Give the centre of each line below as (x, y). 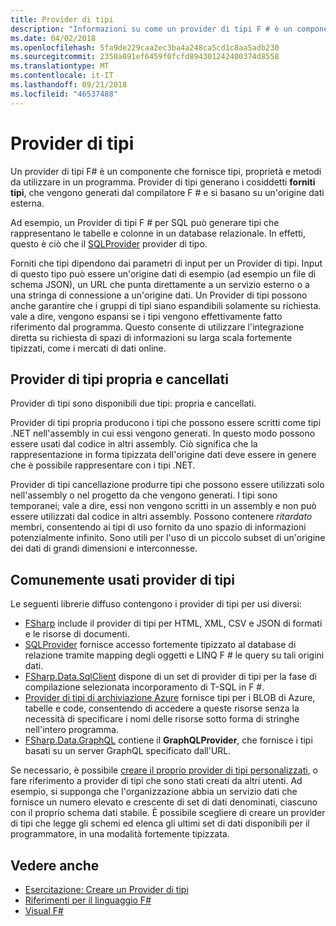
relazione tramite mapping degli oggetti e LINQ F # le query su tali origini (174, 655)
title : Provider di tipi (62, 19)
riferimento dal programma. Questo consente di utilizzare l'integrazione (157, 327)
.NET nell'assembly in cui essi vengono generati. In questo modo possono (163, 433)
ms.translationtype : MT (60, 66)
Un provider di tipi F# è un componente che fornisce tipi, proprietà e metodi (166, 171)
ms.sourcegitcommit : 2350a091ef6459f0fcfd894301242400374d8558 (145, 57)
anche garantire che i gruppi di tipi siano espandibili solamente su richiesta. (166, 305)
